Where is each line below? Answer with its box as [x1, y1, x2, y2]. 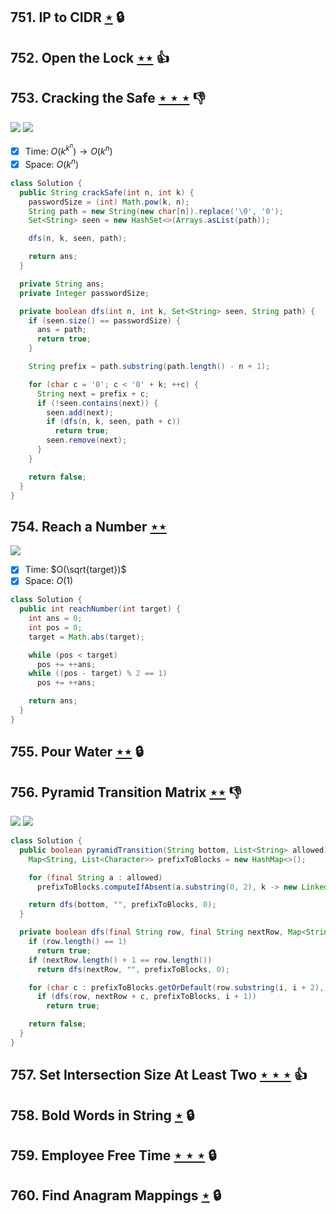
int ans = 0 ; [28, 614, 83, 624]
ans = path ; [36, 325, 87, 335]
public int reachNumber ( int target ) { [19, 604, 182, 614]
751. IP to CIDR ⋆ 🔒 [10, 9, 125, 26]
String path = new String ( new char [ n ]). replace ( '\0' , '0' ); [28, 206, 284, 216]
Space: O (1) [24, 575, 74, 587]
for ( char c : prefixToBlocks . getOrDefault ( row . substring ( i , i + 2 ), [28, 982, 325, 993]
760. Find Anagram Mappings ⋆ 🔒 [10, 1187, 222, 1204]
